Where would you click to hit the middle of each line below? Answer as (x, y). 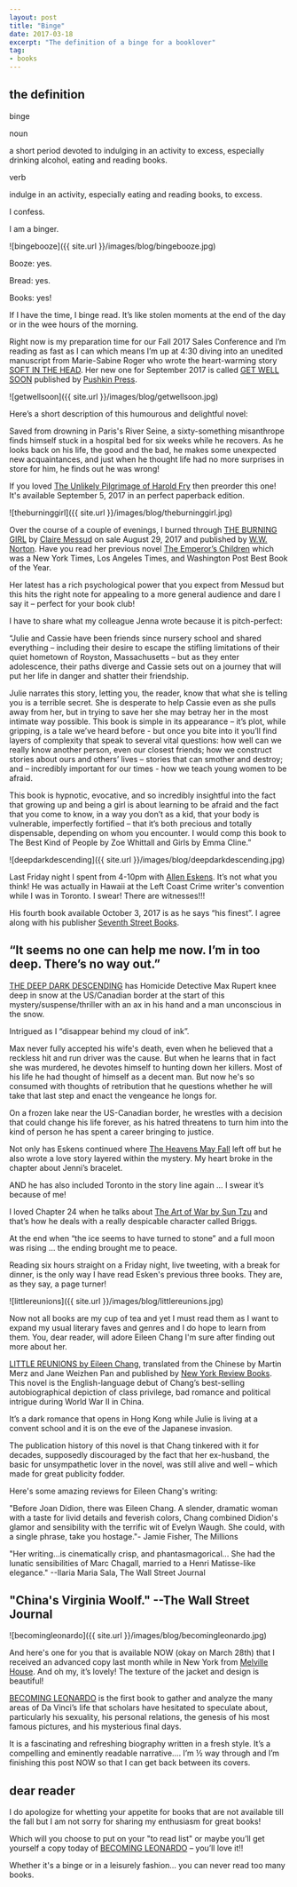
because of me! (38, 1194)
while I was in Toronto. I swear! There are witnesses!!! (107, 896)
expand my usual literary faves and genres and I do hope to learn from (138, 1327)
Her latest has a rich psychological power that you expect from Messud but (147, 585)
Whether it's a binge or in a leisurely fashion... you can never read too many (147, 1866)
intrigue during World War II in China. (77, 1401)
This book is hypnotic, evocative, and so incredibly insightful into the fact (143, 795)
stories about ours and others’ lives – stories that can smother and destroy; (146, 759)
